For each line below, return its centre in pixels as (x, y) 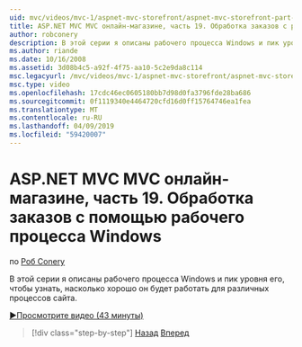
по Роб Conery (37, 261)
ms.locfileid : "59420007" (58, 135)
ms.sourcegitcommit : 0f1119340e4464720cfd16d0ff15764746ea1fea (130, 101)
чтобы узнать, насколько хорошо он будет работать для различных (139, 288)
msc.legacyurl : (38, 76)
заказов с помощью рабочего (127, 218)
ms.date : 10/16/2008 (48, 59)
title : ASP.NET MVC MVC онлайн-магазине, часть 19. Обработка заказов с (148, 26)
